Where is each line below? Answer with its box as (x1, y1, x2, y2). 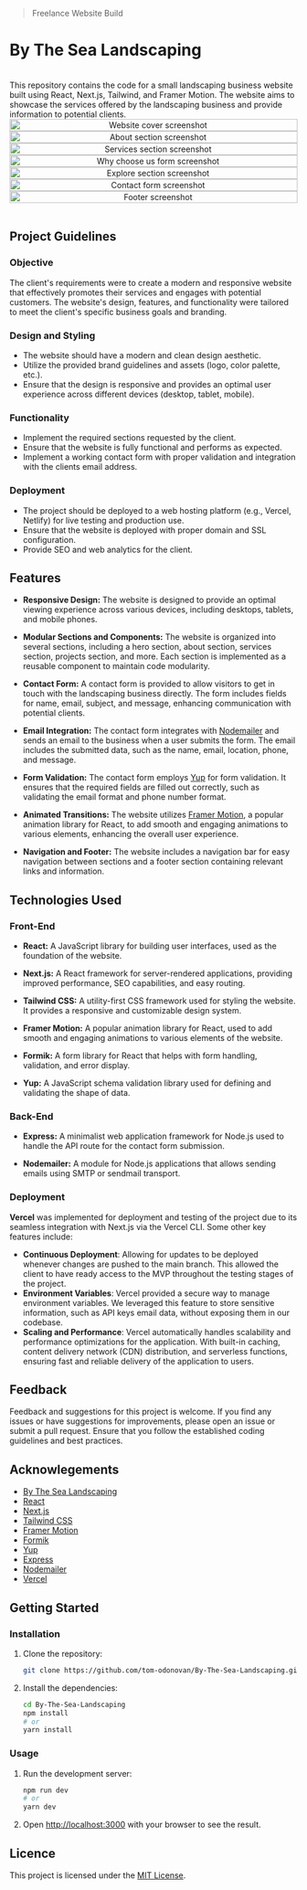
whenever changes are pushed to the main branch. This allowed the (22, 1258, 279, 1269)
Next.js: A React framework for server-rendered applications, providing (22, 968, 293, 979)
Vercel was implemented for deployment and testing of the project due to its (9, 1211, 298, 1223)
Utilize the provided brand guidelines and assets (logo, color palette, (22, 359, 281, 370)
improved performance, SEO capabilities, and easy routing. (22, 978, 246, 989)
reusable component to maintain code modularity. (22, 661, 210, 672)
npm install (22, 1708, 69, 1717)
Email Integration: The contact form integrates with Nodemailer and (22, 726, 280, 737)
